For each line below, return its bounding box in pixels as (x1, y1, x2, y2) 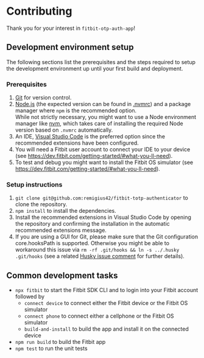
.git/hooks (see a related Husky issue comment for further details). (15, 252, 185, 260)
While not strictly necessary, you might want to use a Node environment (15, 113, 197, 121)
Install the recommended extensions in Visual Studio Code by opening (15, 213, 192, 221)
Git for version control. (15, 94, 72, 101)
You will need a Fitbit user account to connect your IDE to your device (15, 146, 191, 153)
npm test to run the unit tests (15, 345, 88, 352)
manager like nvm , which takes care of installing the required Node (15, 120, 184, 127)
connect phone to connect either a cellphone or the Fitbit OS (24, 312, 175, 320)
